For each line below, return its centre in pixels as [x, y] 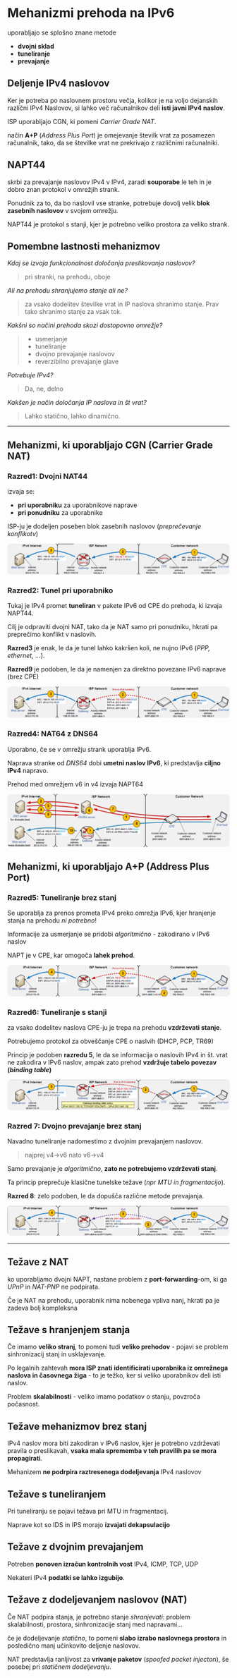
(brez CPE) [23, 677]
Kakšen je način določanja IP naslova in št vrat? [77, 403]
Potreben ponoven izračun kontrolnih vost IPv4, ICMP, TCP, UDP [103, 1564]
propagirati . [25, 1459]
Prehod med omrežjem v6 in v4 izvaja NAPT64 [75, 784]
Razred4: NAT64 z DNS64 [53, 734]
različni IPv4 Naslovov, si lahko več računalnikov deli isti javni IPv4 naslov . [116, 108]
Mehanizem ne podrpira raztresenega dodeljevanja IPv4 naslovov [104, 1472]
